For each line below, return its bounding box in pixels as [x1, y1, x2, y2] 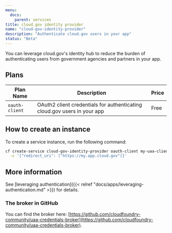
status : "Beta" [5, 37, 38, 42]
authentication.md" [5, 187, 46, 193]
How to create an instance [5, 125, 91, 134]
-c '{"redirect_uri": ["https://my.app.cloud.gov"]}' [10, 153, 127, 158]
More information [5, 168, 62, 176]
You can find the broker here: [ [5, 211, 70, 218]
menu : [5, 7, 17, 13]
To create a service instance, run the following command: [5, 138, 127, 145]
